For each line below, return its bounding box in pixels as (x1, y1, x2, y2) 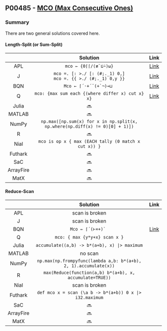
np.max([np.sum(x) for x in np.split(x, (40, 118, 138, 124)
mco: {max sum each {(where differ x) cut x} (34, 91, 144, 96)
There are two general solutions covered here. (5, 30, 100, 36)
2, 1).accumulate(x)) (64, 263, 115, 269)
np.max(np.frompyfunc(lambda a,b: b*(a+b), (37, 258, 142, 264)
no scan (80, 250, 99, 257)
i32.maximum (75, 295, 103, 301)
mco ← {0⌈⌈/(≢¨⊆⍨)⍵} (65, 63, 114, 69)
